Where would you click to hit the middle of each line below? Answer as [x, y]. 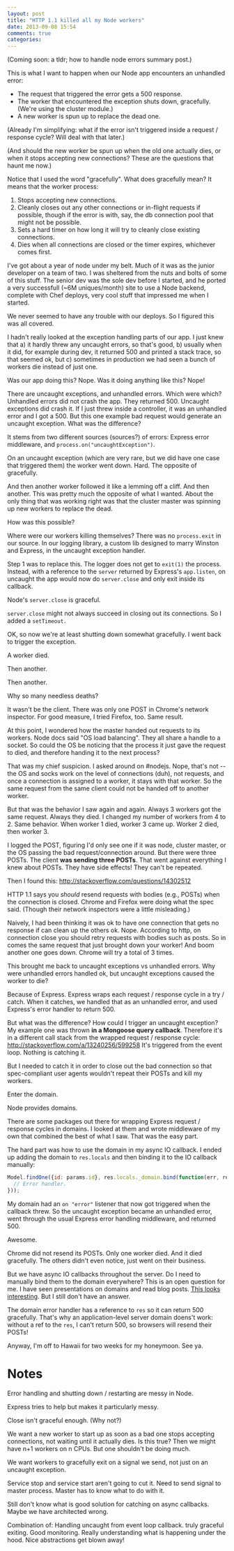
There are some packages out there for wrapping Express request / [104, 1122]
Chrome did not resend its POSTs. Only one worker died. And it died [105, 1253]
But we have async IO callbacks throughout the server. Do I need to [104, 1274]
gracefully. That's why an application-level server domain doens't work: [110, 1317]
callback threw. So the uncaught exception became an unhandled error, [110, 1211]
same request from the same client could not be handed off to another [108, 788]
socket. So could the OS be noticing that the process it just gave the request [117, 745]
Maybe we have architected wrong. [58, 1511]
